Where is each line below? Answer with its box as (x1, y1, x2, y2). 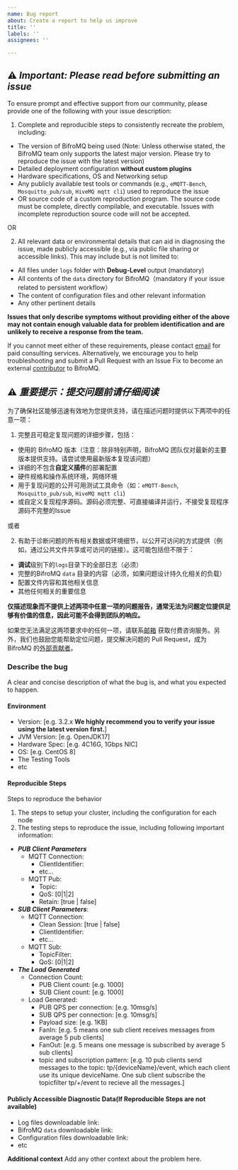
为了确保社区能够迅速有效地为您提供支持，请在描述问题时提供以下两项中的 (7, 406, 225, 415)
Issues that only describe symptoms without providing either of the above (7, 312, 230, 321)
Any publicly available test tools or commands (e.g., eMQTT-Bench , (17, 179, 208, 188)
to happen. (7, 685, 39, 694)
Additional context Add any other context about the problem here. (7, 1154, 202, 1163)
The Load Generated (17, 966, 80, 974)
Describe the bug (7, 661, 69, 671)
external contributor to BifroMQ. (7, 363, 101, 372)
